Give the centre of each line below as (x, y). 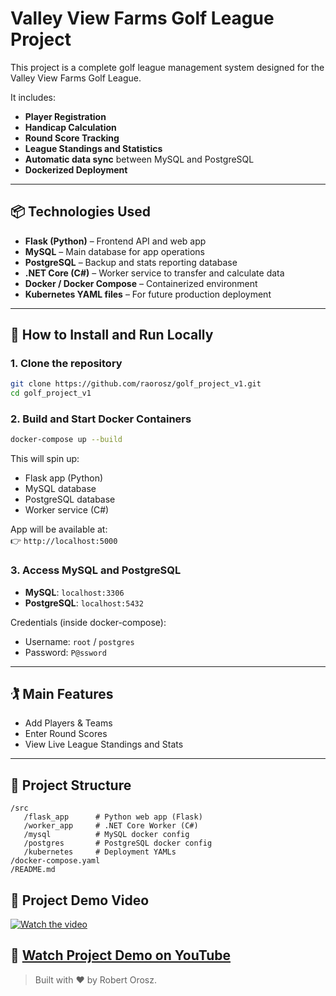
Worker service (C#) (67, 510)
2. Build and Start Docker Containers (101, 419)
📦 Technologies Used (81, 212)
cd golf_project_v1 (51, 393)
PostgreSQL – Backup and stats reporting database (131, 262)
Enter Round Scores (66, 734)
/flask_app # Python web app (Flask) (113, 817)
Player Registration (65, 116)
